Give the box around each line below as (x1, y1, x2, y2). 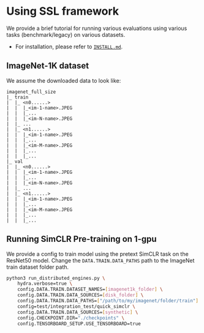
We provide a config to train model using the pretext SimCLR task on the (6, 250, 189, 258)
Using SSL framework (6, 4, 119, 18)
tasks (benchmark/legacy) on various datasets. (6, 31, 126, 38)
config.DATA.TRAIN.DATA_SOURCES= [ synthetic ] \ (17, 309, 138, 315)
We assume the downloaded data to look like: (6, 77, 121, 84)
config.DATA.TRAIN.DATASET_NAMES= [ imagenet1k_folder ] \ (17, 286, 164, 293)
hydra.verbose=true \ (17, 280, 72, 287)
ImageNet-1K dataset (6, 61, 89, 71)
